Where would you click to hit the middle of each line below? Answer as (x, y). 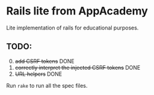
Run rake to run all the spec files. (47, 85)
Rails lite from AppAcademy (77, 11)
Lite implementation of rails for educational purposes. (72, 28)
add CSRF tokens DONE (45, 61)
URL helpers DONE (38, 74)
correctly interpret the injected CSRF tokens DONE (78, 67)
